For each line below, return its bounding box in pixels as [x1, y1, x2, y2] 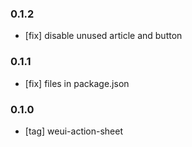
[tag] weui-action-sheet [24, 125, 124, 137]
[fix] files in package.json [24, 77, 130, 89]
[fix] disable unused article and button [24, 30, 183, 42]
